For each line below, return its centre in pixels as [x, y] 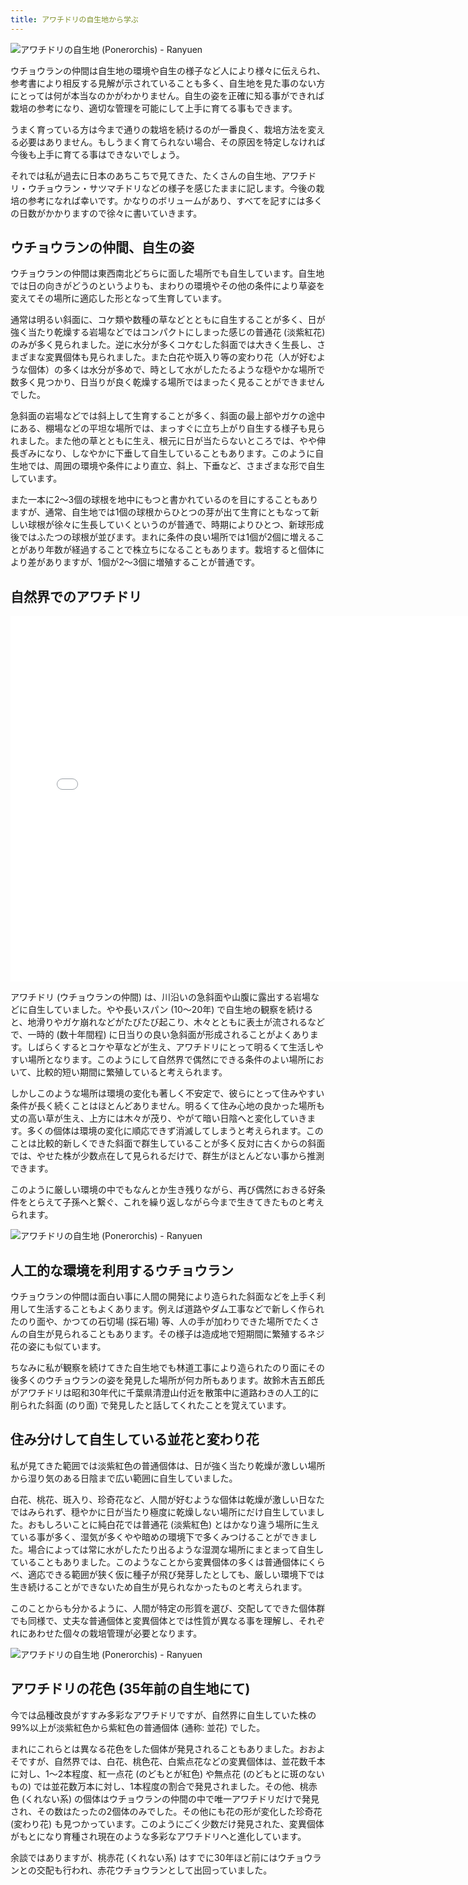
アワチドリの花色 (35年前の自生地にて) [130, 1689]
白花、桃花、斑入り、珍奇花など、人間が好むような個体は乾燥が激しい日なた [167, 1499]
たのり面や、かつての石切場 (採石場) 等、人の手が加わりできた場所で [151, 1322]
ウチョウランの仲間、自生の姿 [102, 247]
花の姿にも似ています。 [58, 1347]
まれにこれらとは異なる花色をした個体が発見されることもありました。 [155, 1748]
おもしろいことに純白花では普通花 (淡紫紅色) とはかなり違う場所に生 [169, 1524]
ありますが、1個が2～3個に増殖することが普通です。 [152, 562]
